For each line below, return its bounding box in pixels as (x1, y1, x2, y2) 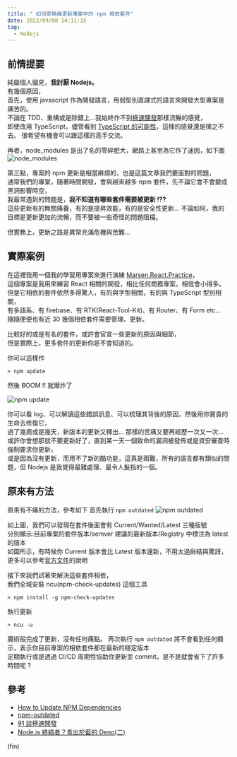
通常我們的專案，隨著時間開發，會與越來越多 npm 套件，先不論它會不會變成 (7, 177, 228, 186)
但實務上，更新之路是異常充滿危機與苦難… (7, 228, 130, 237)
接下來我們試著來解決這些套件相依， (7, 570, 113, 580)
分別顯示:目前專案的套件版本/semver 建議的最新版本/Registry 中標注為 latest (7, 529, 229, 538)
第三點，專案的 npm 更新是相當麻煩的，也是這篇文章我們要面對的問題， (7, 169, 215, 177)
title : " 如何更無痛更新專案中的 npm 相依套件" (7, 10, 134, 18)
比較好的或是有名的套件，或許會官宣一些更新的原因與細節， (7, 329, 181, 338)
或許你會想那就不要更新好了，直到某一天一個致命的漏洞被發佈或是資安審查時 (7, 436, 230, 445)
